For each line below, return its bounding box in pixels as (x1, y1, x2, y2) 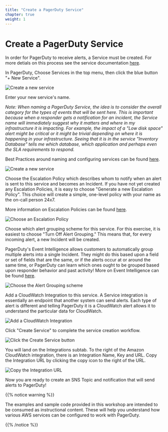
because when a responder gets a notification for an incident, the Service (5, 114, 158, 120)
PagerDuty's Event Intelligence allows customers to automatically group (5, 246, 153, 252)
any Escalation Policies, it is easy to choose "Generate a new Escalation (5, 186, 153, 192)
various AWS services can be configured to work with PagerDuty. (5, 412, 140, 418)
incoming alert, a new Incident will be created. (5, 236, 100, 242)
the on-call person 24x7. (5, 197, 55, 203)
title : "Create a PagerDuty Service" (5, 7, 84, 12)
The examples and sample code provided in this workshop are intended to (5, 401, 158, 407)
